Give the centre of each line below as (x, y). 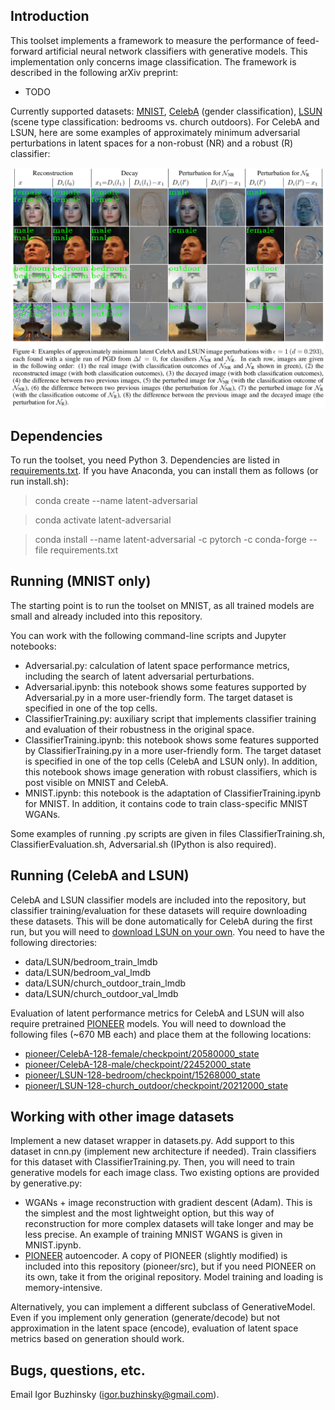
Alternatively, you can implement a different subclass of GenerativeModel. (163, 1307)
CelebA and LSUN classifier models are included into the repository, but (158, 900)
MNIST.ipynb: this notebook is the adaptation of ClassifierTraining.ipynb (173, 793)
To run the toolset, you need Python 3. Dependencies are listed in (145, 460)
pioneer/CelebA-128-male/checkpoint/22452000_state (138, 1064)
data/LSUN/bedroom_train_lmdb (91, 961)
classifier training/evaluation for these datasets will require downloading (159, 910)
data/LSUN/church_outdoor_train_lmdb (105, 983)
